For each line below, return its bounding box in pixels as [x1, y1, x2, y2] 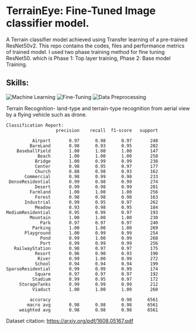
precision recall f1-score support [56, 127, 159, 133]
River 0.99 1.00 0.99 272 [37, 256, 159, 261]
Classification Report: [6, 122, 64, 128]
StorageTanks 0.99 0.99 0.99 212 [19, 281, 159, 287]
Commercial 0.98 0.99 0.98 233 [24, 173, 159, 179]
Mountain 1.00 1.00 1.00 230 [29, 215, 159, 220]
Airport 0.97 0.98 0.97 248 [32, 138, 159, 144]
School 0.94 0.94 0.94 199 [35, 261, 159, 267]
